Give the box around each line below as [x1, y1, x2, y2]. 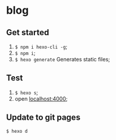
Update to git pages [6, 113, 81, 123]
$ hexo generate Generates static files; [14, 56, 110, 63]
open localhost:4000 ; [14, 95, 68, 102]
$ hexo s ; [14, 89, 39, 96]
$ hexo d [6, 128, 28, 134]
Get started [6, 27, 49, 38]
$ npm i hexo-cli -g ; [14, 43, 68, 50]
